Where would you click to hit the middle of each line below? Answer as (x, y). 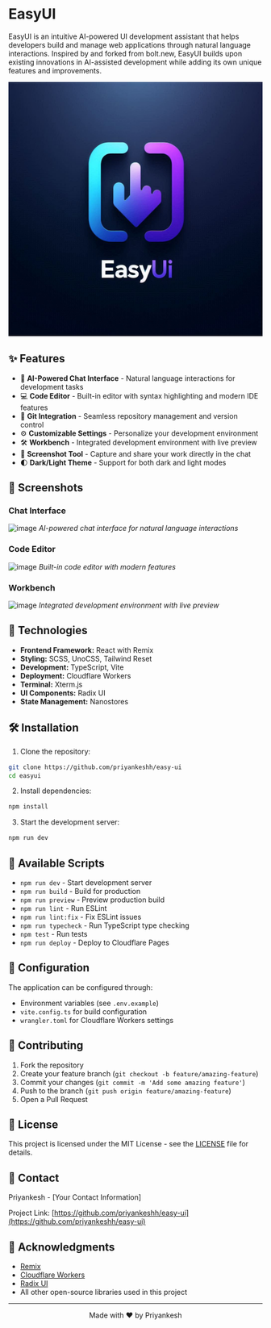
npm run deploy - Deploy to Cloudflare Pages (94, 942)
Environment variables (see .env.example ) (90, 1003)
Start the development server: (70, 822)
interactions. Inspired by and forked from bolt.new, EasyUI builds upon (125, 53)
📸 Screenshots (46, 488)
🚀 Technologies (48, 631)
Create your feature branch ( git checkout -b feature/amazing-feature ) (139, 1073)
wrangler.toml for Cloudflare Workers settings (97, 1020)
